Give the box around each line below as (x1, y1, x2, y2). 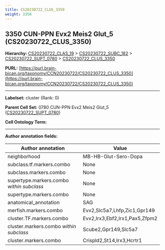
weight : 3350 (5, 12, 32, 17)
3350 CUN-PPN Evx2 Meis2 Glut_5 (5, 30, 114, 38)
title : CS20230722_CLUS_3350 (5, 7, 65, 12)
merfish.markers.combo (7, 207, 63, 214)
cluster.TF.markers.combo (7, 215, 69, 222)
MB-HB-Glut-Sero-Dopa (82, 153, 143, 160)
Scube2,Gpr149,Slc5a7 (82, 226, 138, 233)
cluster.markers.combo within (7, 223, 76, 230)
